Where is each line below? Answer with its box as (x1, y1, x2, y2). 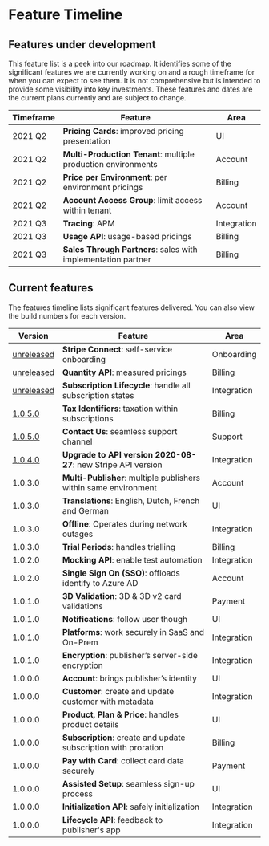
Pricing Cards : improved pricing (62, 126, 184, 136)
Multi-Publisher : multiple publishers (62, 472, 201, 483)
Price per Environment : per (62, 172, 168, 182)
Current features (8, 281, 94, 295)
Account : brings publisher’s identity (62, 673, 198, 684)
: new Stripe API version (72, 459, 163, 470)
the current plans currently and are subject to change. (8, 93, 187, 102)
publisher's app (62, 824, 122, 836)
